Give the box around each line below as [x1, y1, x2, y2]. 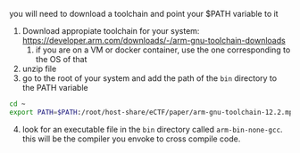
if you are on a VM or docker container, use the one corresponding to [35, 44, 291, 55]
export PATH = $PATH [9, 108, 78, 117]
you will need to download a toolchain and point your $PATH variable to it [9, 9, 279, 19]
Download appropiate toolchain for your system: [21, 26, 200, 36]
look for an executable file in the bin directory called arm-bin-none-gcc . [21, 124, 283, 134]
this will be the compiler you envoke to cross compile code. [21, 133, 241, 144]
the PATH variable [21, 83, 88, 93]
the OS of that [35, 54, 87, 64]
